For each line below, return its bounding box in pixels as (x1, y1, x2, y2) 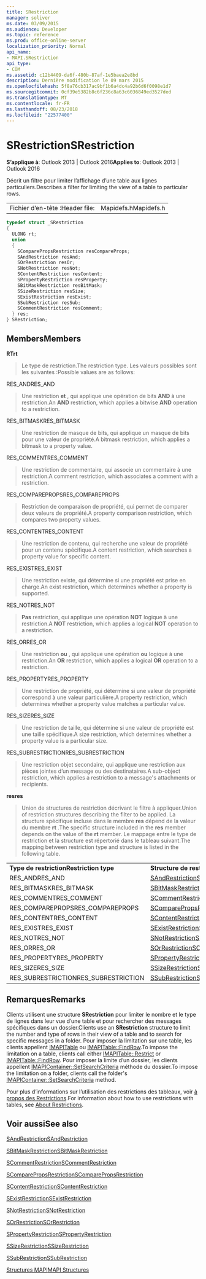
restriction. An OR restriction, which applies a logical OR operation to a (21, 657, 198, 664)
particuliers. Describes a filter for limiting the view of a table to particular (6, 184, 188, 191)
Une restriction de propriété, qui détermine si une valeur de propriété (21, 687, 196, 694)
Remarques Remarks (6, 995, 86, 1005)
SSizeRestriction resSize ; (17, 288, 86, 294)
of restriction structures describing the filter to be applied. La (21, 810, 176, 818)
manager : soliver (6, 15, 51, 21)
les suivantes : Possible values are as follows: (21, 368, 135, 375)
